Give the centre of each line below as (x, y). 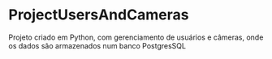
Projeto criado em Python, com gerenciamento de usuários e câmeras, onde (136, 37)
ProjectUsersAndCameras (99, 15)
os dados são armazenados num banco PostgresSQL (97, 45)
